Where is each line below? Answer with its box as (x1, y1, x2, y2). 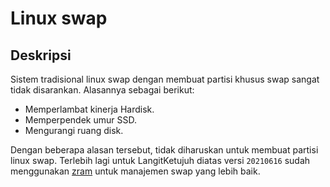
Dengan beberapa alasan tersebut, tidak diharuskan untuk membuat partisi (10, 144, 319, 156)
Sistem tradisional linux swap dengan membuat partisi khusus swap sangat (10, 73, 320, 85)
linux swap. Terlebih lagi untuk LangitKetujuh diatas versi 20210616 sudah (10, 155, 311, 166)
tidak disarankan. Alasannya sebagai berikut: (10, 84, 195, 96)
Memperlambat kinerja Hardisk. (24, 103, 155, 115)
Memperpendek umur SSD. (24, 114, 137, 126)
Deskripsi (10, 47, 72, 64)
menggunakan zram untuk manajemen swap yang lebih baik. (10, 165, 261, 177)
